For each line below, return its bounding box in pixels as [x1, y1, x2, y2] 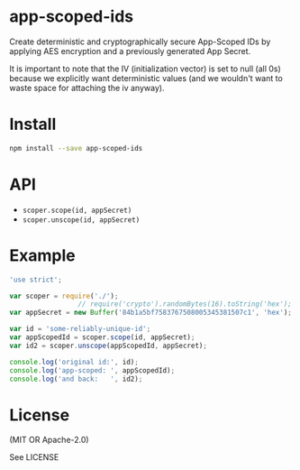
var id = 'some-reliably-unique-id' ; [9, 325, 151, 334]
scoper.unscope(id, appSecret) [22, 215, 141, 225]
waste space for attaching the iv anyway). [9, 82, 165, 93]
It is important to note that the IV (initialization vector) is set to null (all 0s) [9, 63, 281, 74]
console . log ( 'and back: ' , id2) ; [9, 374, 143, 383]
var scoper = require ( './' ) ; [9, 291, 119, 300]
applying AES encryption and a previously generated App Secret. [9, 45, 251, 56]
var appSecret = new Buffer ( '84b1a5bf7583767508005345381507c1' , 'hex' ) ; [9, 309, 293, 318]
